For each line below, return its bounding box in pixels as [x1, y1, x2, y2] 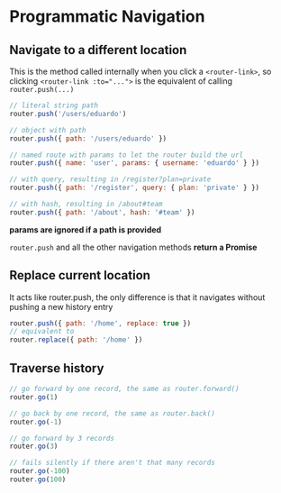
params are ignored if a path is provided [9, 224, 162, 235]
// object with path [9, 125, 87, 134]
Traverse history [9, 361, 104, 376]
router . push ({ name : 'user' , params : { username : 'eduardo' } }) [9, 159, 259, 168]
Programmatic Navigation [9, 6, 205, 27]
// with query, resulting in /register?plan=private [9, 175, 212, 184]
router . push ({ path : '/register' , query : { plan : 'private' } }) [9, 183, 259, 193]
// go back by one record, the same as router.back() [9, 408, 216, 418]
